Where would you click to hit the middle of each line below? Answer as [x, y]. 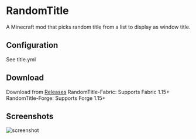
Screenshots [30, 116]
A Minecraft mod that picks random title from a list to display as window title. [98, 27]
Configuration [32, 45]
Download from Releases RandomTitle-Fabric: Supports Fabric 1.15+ [88, 92]
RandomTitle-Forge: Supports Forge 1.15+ [56, 98]
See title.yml [21, 59]
